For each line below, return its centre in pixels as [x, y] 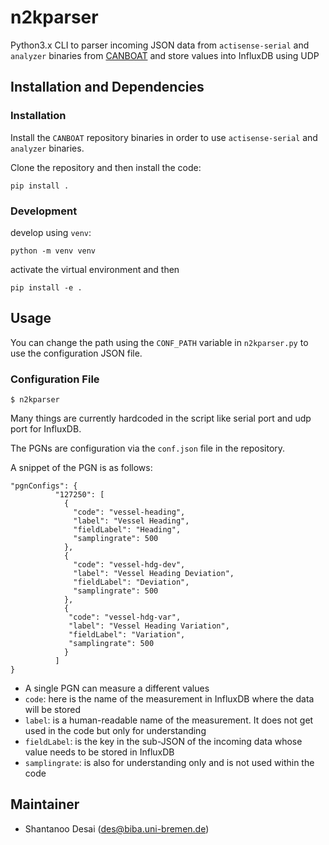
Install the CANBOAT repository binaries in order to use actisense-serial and [164, 137]
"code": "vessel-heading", [129, 512]
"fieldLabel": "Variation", [127, 635]
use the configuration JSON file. [76, 353]
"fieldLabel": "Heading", [127, 530]
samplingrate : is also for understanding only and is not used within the [169, 763]
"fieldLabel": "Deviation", [131, 582]
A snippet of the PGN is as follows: [81, 468]
